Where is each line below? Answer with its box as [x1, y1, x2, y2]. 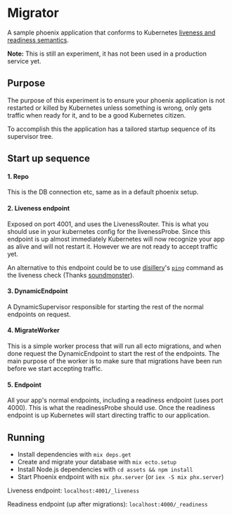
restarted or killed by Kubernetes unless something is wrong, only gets [7, 104, 212, 112]
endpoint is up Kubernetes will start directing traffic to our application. [7, 411, 210, 420]
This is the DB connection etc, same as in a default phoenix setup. [7, 188, 199, 197]
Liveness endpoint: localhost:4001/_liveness [7, 486, 140, 495]
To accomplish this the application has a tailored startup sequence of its [7, 125, 216, 133]
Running [7, 431, 46, 443]
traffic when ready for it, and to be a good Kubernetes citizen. [7, 111, 186, 119]
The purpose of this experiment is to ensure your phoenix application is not [7, 96, 225, 104]
